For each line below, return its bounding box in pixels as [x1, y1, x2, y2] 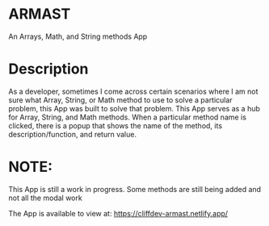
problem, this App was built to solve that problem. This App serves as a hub [8, 103, 261, 113]
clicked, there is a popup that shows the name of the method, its [8, 120, 223, 130]
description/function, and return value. [8, 129, 137, 139]
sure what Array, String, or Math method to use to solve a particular [8, 94, 233, 105]
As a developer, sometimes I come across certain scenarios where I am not [8, 86, 258, 96]
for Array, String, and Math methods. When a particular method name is [8, 112, 246, 122]
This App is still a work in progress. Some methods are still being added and [8, 184, 261, 194]
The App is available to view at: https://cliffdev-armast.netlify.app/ [8, 208, 229, 218]
